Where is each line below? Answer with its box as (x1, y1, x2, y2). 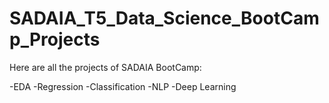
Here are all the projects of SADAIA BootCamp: (9, 61, 202, 73)
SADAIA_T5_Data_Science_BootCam (9, 7, 320, 30)
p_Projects (9, 28, 101, 51)
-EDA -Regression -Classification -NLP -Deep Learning (9, 80, 237, 92)
